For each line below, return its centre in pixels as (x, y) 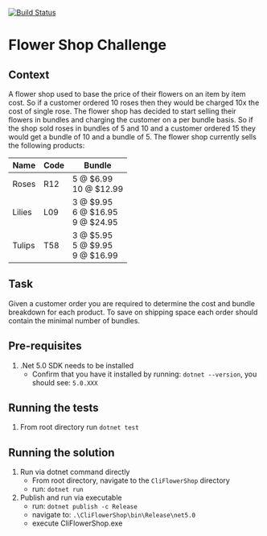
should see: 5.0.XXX (65, 382)
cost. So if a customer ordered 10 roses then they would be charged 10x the (134, 102)
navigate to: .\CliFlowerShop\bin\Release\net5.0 (113, 515)
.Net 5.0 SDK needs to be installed (77, 365)
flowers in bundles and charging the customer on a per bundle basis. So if (131, 120)
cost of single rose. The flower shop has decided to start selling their (122, 111)
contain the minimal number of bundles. (74, 320)
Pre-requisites (45, 346)
